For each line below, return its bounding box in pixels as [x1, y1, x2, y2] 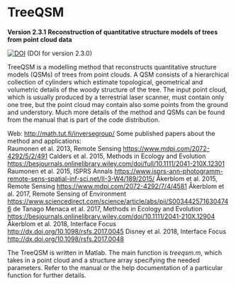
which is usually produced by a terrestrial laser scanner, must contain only [7, 93, 225, 101]
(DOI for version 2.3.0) [27, 49, 93, 57]
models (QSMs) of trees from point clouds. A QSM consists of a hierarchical [7, 70, 229, 79]
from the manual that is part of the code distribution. [7, 115, 160, 124]
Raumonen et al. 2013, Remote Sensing [7, 144, 122, 152]
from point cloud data [7, 35, 72, 43]
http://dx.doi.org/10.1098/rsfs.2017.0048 [7, 235, 124, 243]
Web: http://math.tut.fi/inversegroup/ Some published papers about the [7, 129, 215, 138]
